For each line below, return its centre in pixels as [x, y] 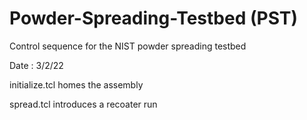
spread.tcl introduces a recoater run [83, 104]
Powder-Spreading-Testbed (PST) [154, 18]
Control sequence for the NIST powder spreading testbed [128, 46]
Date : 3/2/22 [36, 65]
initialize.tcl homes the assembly [76, 84]
